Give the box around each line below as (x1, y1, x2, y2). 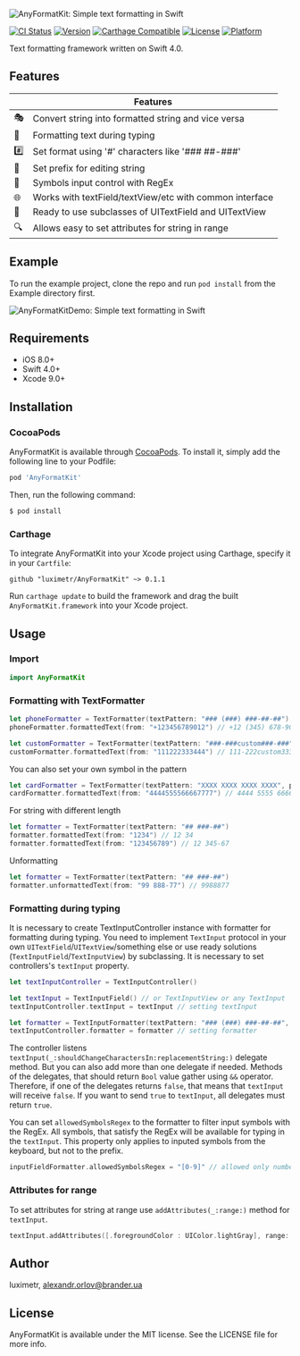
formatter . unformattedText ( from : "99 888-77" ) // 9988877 (9, 880, 229, 889)
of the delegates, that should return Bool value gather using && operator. (9, 1071, 274, 1082)
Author (9, 1256, 49, 1271)
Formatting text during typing (32, 129, 155, 141)
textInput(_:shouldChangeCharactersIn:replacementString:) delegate (9, 1052, 268, 1063)
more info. (9, 1339, 47, 1349)
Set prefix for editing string (32, 162, 146, 174)
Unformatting (9, 855, 58, 866)
